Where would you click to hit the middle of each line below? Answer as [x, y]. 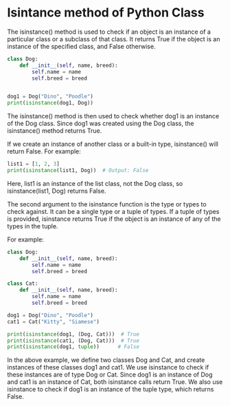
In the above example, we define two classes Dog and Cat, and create [106, 360]
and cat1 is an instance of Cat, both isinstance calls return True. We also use [115, 382]
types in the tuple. [33, 226]
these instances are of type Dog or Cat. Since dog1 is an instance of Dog [110, 375]
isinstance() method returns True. [55, 131]
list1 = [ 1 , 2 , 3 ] [33, 164]
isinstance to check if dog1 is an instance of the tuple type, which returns [111, 389]
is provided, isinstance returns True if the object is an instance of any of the [114, 219]
